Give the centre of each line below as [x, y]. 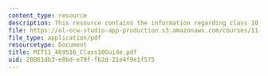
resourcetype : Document [48, 45]
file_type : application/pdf [55, 38]
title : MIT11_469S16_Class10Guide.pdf [73, 52]
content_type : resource [48, 15]
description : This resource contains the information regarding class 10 [134, 23]
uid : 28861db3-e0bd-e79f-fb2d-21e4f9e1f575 [82, 60]
